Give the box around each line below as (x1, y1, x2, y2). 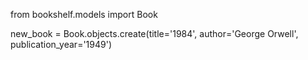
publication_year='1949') (10, 39, 113, 50)
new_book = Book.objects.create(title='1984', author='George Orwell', (10, 28, 299, 39)
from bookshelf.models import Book (10, 9, 158, 20)
